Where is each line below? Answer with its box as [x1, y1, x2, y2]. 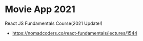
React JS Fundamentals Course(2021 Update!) [5, 20, 103, 26]
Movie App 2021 [5, 4, 75, 15]
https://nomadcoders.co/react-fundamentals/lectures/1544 [12, 30, 138, 36]
